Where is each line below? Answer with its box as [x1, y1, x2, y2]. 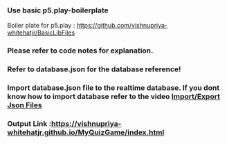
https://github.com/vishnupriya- [76, 21, 168, 30]
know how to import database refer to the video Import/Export [7, 92, 220, 102]
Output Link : [7, 118, 52, 128]
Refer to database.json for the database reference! [7, 64, 181, 74]
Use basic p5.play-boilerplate [7, 6, 109, 15]
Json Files [7, 100, 43, 110]
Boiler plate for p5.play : [7, 21, 75, 30]
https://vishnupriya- [51, 118, 122, 128]
